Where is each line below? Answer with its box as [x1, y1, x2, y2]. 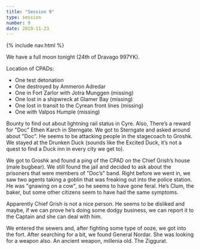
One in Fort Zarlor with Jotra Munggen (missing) [14, 89, 134, 96]
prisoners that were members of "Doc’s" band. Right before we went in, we [6, 170, 191, 177]
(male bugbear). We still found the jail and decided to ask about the [6, 163, 171, 170]
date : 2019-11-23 [6, 25, 50, 32]
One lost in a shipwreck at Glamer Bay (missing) [14, 96, 133, 103]
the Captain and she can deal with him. [6, 213, 103, 220]
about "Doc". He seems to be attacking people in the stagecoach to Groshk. [6, 133, 193, 140]
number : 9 [6, 20, 31, 26]
